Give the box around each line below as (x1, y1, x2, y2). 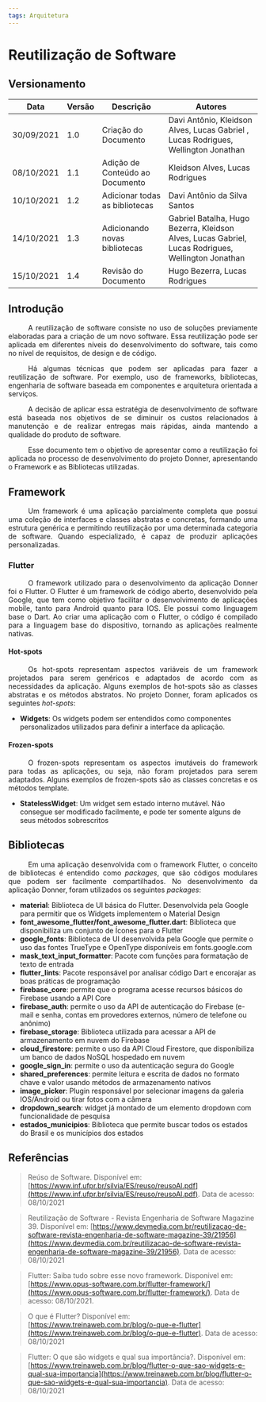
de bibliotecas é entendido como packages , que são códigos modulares (8, 867, 258, 878)
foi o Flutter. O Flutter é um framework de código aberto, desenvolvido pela (8, 586, 258, 596)
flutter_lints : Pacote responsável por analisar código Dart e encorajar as (19, 967, 256, 977)
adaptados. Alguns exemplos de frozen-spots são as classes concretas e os (8, 774, 258, 784)
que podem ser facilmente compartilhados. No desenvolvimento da (8, 876, 258, 886)
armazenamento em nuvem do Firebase (19, 1035, 150, 1045)
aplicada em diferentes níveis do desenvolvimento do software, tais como (8, 340, 258, 350)
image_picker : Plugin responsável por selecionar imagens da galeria (19, 1086, 244, 1095)
